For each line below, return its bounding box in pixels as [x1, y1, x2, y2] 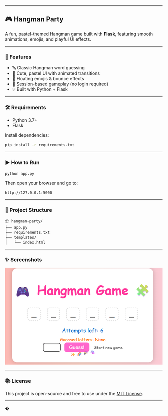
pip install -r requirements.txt [5, 143, 75, 148]
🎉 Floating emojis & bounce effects [12, 76, 84, 82]
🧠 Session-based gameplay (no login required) [12, 81, 109, 87]
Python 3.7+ [12, 117, 38, 123]
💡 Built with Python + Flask [12, 86, 68, 92]
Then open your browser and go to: [5, 180, 78, 186]
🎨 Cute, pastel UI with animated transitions [12, 70, 100, 76]
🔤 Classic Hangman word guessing [12, 65, 85, 71]
